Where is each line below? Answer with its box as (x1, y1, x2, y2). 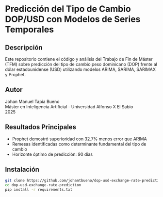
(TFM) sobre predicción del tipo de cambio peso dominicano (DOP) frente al (5, 62, 158, 67)
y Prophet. (5, 72, 26, 77)
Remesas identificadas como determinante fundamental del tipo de (12, 141, 147, 147)
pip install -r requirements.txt (5, 187, 73, 192)
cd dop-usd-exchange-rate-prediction (5, 183, 81, 188)
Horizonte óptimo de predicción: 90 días (12, 151, 93, 157)
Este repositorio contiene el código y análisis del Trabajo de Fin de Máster (5, 56, 153, 62)
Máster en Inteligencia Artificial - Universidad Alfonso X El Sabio (5, 103, 133, 110)
